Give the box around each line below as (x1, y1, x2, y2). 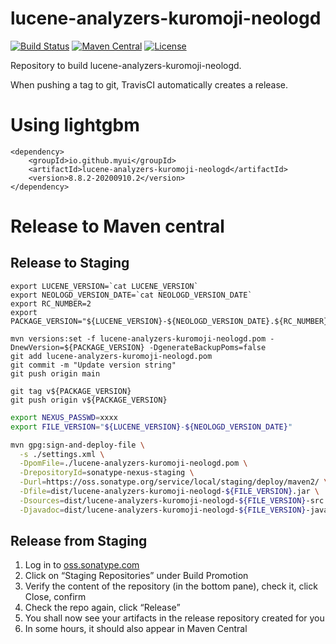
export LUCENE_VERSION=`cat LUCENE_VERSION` (10, 281, 199, 291)
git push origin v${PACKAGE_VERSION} (10, 395, 168, 405)
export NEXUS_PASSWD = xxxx (10, 412, 118, 422)
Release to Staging (10, 255, 130, 272)
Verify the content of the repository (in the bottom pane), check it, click (24, 580, 318, 592)
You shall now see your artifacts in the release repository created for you (24, 612, 325, 624)
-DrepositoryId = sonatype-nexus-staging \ (19, 468, 195, 478)
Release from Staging (10, 533, 148, 550)
